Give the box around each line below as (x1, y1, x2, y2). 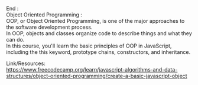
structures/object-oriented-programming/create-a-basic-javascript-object (6, 73, 187, 79)
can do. (6, 36, 25, 43)
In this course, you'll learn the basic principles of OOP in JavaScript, (6, 42, 172, 49)
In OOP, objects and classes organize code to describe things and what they (6, 30, 192, 37)
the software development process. (6, 23, 93, 30)
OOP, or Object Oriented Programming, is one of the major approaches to (6, 18, 185, 24)
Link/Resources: (6, 60, 46, 67)
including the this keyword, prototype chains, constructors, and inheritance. (6, 49, 191, 55)
